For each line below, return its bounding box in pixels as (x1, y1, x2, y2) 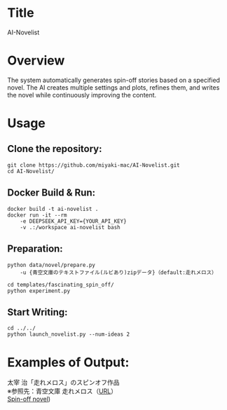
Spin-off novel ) (7, 395, 51, 404)
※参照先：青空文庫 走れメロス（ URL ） (7, 387, 118, 395)
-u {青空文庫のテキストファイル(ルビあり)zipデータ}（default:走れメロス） (20, 268, 217, 276)
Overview (7, 53, 65, 69)
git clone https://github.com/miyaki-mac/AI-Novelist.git (7, 161, 180, 169)
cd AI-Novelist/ (7, 168, 55, 175)
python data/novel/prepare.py (7, 261, 96, 268)
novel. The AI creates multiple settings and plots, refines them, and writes (7, 83, 220, 92)
